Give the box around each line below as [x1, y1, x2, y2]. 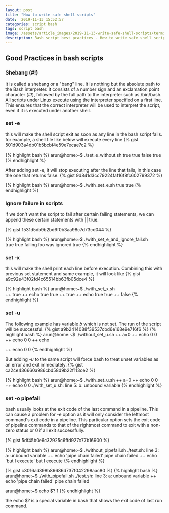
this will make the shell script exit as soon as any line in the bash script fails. [5, 131, 162, 137]
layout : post [5, 7, 33, 13]
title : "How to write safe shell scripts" [5, 12, 96, 17]
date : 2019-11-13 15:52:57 [5, 17, 64, 22]
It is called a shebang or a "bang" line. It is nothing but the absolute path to [5, 81, 160, 87]
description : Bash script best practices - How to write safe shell [5, 36, 152, 41]
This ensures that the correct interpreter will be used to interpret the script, [5, 102, 161, 108]
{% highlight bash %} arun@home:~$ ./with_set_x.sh [5, 286, 115, 292]
